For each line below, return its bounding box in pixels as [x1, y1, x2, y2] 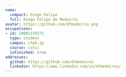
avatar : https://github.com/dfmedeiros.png [5, 21, 99, 27]
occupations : [5, 26, 33, 31]
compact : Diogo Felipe [10, 12, 58, 17]
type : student [10, 36, 39, 41]
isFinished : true [10, 50, 47, 55]
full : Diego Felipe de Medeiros [10, 17, 78, 22]
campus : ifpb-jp [10, 41, 44, 46]
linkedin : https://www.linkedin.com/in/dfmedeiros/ [10, 64, 121, 69]
